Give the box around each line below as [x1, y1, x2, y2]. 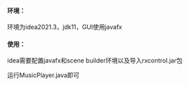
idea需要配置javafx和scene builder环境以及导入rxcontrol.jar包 [7, 56, 183, 65]
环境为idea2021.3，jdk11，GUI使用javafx [7, 23, 123, 31]
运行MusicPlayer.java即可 [7, 71, 80, 79]
